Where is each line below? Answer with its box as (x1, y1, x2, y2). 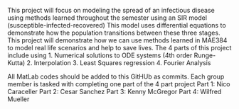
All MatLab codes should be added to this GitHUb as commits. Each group (7, 72, 225, 81)
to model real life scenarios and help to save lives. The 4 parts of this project (7, 44, 232, 52)
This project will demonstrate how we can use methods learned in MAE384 (7, 36, 228, 45)
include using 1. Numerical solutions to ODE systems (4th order (7, 51, 193, 59)
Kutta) (7, 59, 26, 67)
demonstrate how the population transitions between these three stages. (7, 28, 221, 37)
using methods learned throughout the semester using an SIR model (7, 13, 208, 22)
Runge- (193, 51, 216, 59)
